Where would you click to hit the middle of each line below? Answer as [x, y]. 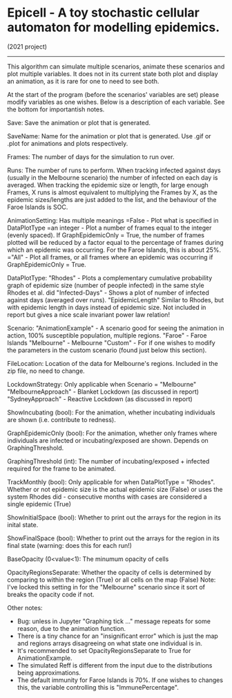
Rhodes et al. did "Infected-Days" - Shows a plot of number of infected [108, 293]
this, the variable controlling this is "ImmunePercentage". [98, 687]
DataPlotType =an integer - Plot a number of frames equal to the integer [109, 228]
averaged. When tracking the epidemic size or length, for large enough [108, 185]
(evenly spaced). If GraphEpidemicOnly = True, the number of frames [106, 235]
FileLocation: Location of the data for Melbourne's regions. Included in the [113, 363]
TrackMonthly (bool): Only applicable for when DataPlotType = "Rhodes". [111, 481]
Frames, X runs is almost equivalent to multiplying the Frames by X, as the [112, 192]
